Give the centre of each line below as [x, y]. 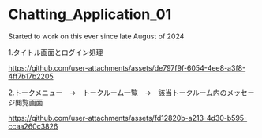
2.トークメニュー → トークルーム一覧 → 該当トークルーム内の [118, 93]
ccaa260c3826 [33, 126]
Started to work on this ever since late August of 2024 [96, 36]
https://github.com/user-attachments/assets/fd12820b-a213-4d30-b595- [128, 118]
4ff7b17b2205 [31, 76]
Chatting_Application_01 [90, 15]
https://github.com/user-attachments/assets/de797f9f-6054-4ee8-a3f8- [127, 67]
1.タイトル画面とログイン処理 [56, 52]
